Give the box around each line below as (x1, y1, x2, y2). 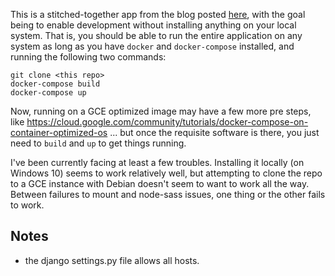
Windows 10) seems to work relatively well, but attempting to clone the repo (10, 167, 323, 179)
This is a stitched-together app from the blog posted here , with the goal (10, 9, 306, 20)
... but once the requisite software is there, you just (109, 127, 320, 138)
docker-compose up (10, 88, 87, 98)
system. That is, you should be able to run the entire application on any (10, 30, 303, 41)
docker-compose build (10, 79, 101, 89)
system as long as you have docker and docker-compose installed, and (10, 40, 295, 52)
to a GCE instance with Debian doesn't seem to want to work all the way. (10, 178, 310, 189)
